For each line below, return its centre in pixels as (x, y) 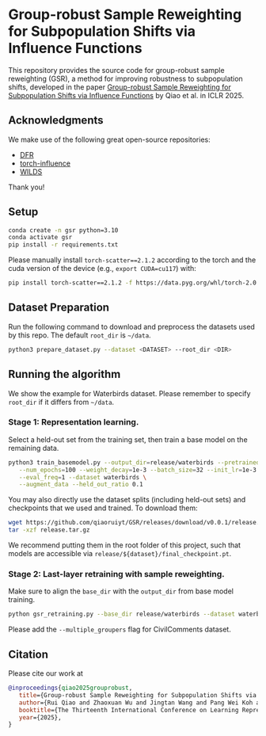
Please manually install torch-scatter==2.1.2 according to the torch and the (132, 260)
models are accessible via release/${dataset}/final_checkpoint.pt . (120, 554)
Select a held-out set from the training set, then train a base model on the (128, 439)
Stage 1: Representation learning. (74, 422)
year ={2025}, (40, 717)
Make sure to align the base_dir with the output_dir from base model (121, 591)
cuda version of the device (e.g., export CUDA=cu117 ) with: (102, 269)
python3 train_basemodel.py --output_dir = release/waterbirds (111, 462)
